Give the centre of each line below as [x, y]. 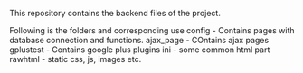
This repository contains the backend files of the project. [115, 13]
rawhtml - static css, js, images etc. [76, 59]
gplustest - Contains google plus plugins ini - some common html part [140, 50]
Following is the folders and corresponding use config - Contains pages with [152, 30]
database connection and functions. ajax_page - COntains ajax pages [139, 40]
